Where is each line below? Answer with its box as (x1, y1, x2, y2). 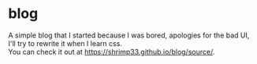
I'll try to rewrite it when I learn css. (8, 38, 122, 48)
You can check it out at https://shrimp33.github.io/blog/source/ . (8, 47, 215, 56)
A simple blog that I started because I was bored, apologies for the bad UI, (8, 30, 250, 40)
